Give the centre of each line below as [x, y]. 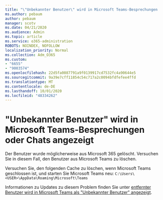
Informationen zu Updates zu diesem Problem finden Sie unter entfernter [78, 187]
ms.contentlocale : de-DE [30, 86]
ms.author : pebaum [24, 14]
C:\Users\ [125, 174]
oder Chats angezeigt [49, 140]
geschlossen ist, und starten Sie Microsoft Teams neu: [60, 174]
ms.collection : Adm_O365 [30, 55]
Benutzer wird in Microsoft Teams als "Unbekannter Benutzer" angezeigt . [79, 192]
